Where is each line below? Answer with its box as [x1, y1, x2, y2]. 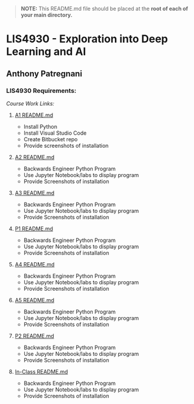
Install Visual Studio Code [23, 129, 87, 136]
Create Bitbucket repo [23, 135, 78, 142]
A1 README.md [14, 111, 54, 119]
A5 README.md [14, 296, 55, 303]
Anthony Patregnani [6, 69, 82, 79]
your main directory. [20, 11, 73, 18]
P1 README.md [14, 225, 54, 232]
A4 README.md [14, 260, 55, 268]
